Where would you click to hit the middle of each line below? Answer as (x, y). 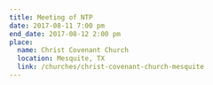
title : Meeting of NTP (51, 17)
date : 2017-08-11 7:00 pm (57, 26)
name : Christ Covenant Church (73, 50)
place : (21, 42)
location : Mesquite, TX (61, 58)
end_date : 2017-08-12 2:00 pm (65, 34)
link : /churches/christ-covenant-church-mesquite (110, 67)
